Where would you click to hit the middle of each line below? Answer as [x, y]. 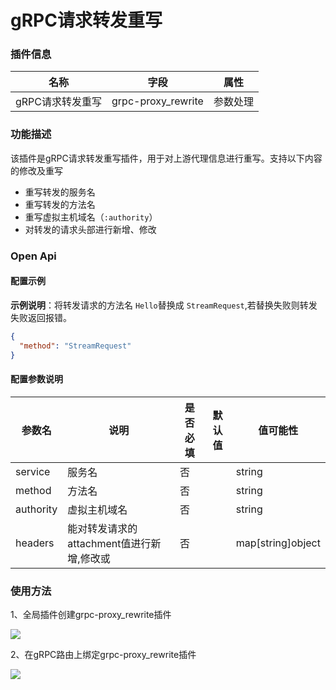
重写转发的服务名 [60, 192]
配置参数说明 [36, 379]
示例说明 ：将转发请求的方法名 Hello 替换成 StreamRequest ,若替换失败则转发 [164, 305]
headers [35, 543]
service [33, 471]
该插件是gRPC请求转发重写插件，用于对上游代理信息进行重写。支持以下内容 [166, 158]
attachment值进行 [109, 543]
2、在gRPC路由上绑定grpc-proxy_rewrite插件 [103, 655]
